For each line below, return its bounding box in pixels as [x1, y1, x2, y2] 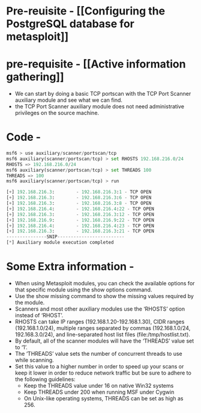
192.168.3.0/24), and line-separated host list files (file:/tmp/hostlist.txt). [14, 331, 191, 338]
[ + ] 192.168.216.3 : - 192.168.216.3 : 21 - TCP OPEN [6, 228, 154, 234]
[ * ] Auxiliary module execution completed [6, 240, 114, 246]
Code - [6, 131, 41, 144]
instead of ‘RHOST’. [14, 312, 64, 318]
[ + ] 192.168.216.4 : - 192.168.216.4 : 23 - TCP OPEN [6, 223, 154, 229]
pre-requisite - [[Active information [6, 57, 186, 71]
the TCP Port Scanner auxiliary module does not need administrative [14, 103, 185, 110]
